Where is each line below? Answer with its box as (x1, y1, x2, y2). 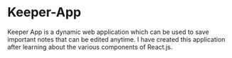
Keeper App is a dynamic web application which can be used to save (7, 28, 209, 36)
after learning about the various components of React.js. (7, 42, 173, 51)
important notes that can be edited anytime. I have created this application (7, 35, 226, 43)
